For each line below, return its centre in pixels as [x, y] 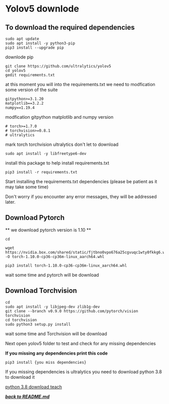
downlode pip [19, 57]
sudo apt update [22, 39]
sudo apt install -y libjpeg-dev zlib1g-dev [53, 307]
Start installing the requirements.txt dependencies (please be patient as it [81, 181]
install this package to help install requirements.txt [57, 163]
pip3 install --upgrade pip [35, 48]
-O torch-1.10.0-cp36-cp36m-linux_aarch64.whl [55, 257]
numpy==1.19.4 [20, 108]
